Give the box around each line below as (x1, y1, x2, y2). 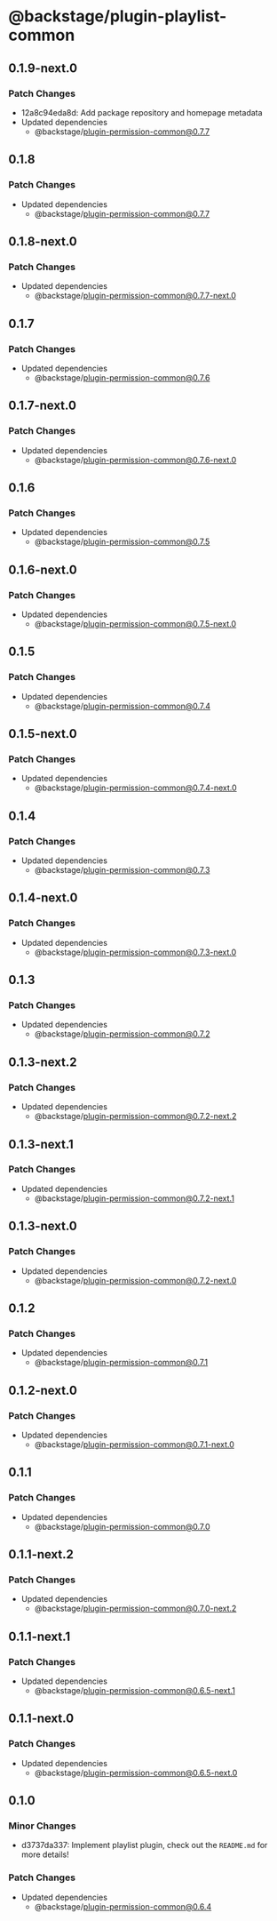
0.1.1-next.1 (8, 1629, 71, 1644)
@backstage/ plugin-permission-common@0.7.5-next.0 (34, 619, 237, 628)
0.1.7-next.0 (8, 398, 77, 413)
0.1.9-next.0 (8, 60, 77, 76)
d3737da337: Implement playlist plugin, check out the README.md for (20, 1840, 268, 1851)
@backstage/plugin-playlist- (8, 6, 227, 27)
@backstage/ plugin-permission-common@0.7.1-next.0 (34, 1438, 234, 1450)
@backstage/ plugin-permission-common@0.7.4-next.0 (34, 782, 237, 793)
